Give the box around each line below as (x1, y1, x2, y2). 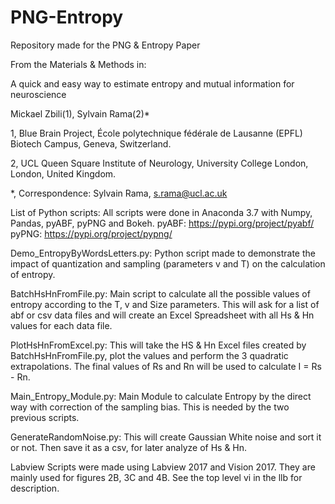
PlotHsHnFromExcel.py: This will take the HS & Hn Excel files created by (10, 339, 307, 351)
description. (10, 482, 60, 494)
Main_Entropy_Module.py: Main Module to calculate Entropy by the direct (10, 390, 312, 402)
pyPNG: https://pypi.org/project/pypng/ (10, 227, 173, 240)
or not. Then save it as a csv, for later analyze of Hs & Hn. (10, 441, 248, 453)
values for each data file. (10, 319, 113, 331)
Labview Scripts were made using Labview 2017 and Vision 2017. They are (10, 461, 316, 473)
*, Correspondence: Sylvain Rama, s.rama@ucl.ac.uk (10, 187, 228, 199)
